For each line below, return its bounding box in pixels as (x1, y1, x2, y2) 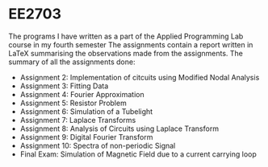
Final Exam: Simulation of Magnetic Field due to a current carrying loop (19, 149, 257, 159)
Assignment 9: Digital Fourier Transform (19, 132, 153, 141)
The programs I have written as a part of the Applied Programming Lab (8, 31, 244, 41)
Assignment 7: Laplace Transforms (19, 115, 136, 124)
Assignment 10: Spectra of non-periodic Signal (19, 141, 176, 150)
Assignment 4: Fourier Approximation (19, 89, 144, 99)
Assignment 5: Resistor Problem (19, 98, 127, 108)
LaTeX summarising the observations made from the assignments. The (8, 48, 244, 58)
